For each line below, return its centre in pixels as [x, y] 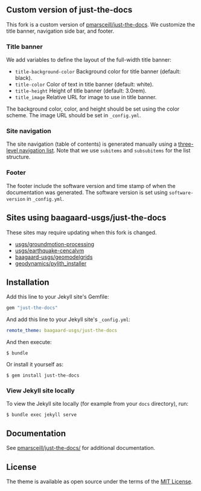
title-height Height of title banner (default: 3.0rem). [81, 91]
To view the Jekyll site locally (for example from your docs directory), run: [97, 404]
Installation [28, 282]
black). [24, 78]
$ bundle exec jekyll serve [42, 415]
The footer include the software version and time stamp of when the [91, 186]
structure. [18, 157]
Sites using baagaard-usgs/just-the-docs [86, 218]
